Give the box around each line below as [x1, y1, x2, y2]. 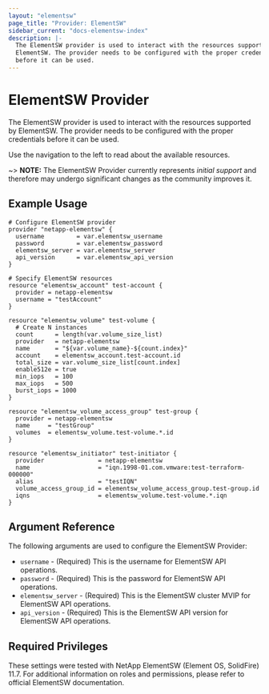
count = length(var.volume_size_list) [15, 330, 163, 339]
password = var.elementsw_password [15, 239, 163, 247]
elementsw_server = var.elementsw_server [15, 246, 156, 255]
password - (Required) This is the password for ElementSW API [19, 574, 226, 584]
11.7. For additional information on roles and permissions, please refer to [8, 669, 245, 679]
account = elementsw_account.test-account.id [15, 351, 181, 359]
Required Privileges [8, 640, 108, 653]
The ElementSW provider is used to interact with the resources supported [8, 117, 251, 126]
